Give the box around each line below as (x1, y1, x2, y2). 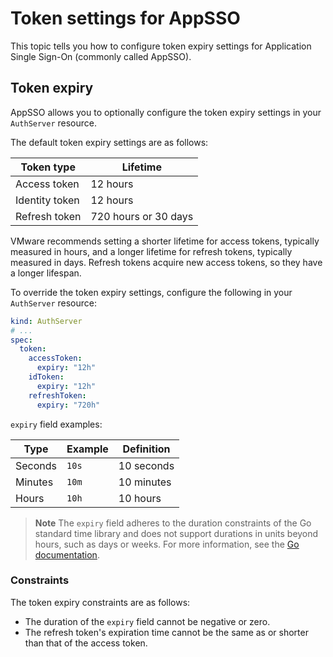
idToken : (28, 372, 65, 382)
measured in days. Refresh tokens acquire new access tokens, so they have (10, 256, 323, 268)
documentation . (34, 548, 100, 561)
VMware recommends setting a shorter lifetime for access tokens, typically (10, 235, 320, 247)
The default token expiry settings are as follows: (10, 136, 209, 148)
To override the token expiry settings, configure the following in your (10, 286, 293, 298)
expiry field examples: (10, 418, 103, 430)
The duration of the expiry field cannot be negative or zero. (24, 615, 271, 627)
